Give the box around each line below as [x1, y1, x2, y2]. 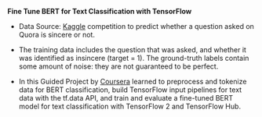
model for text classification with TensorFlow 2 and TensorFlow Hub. [18, 101, 241, 111]
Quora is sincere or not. [18, 30, 96, 39]
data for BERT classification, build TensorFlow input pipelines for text [18, 85, 242, 94]
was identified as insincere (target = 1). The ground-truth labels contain [18, 54, 249, 62]
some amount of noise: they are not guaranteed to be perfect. [18, 62, 219, 71]
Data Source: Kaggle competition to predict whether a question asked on [18, 22, 254, 30]
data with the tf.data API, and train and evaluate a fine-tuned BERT [18, 94, 234, 102]
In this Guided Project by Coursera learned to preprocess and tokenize [18, 77, 247, 86]
